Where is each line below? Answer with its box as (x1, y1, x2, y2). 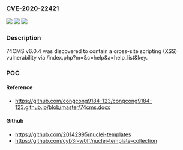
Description (6, 34, 41, 42)
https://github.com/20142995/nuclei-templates (14, 131, 131, 138)
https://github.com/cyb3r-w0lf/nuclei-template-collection (14, 137, 157, 144)
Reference (6, 84, 33, 91)
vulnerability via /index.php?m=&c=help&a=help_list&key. (6, 54, 148, 61)
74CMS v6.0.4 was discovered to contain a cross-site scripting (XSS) (6, 47, 178, 55)
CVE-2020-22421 (6, 4, 59, 13)
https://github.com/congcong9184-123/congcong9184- (14, 97, 152, 104)
